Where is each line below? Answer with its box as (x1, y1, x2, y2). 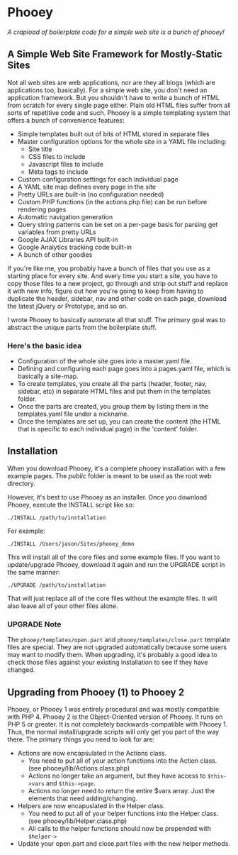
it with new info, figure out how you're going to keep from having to (7, 287, 204, 295)
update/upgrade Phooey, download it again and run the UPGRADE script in (7, 560, 225, 568)
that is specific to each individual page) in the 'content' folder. (17, 425, 198, 434)
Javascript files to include (28, 160, 104, 168)
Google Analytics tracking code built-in (17, 243, 132, 251)
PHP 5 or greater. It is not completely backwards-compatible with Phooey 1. (7, 719, 228, 728)
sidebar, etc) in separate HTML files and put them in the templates (17, 387, 211, 396)
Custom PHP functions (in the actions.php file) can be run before (17, 197, 208, 206)
